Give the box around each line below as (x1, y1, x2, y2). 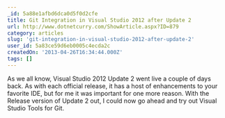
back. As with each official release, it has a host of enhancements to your (7, 81, 218, 90)
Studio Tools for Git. (7, 103, 65, 112)
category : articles (7, 29, 64, 37)
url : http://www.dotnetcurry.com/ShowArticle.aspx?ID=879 (7, 23, 179, 30)
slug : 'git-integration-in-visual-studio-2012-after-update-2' (7, 36, 195, 43)
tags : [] (7, 56, 33, 62)
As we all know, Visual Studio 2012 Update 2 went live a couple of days (7, 74, 211, 83)
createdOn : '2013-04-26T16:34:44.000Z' (7, 49, 123, 56)
